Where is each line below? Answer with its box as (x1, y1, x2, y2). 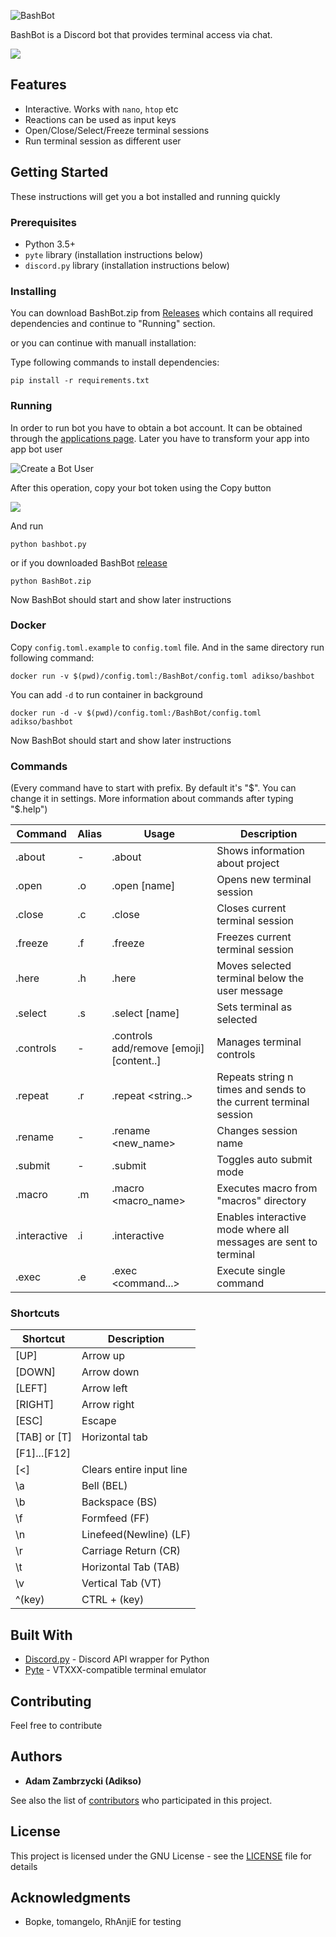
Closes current (216, 901, 287, 915)
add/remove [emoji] (111, 1041, 205, 1055)
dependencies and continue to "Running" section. (10, 318, 216, 330)
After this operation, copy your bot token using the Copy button (10, 481, 272, 494)
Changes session (216, 1124, 298, 1138)
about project (216, 856, 280, 870)
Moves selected (216, 959, 292, 973)
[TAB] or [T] (15, 1430, 73, 1444)
